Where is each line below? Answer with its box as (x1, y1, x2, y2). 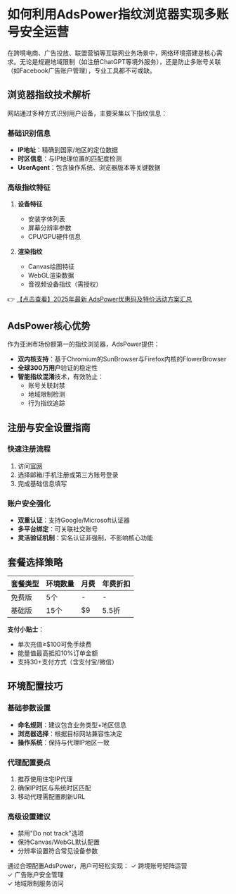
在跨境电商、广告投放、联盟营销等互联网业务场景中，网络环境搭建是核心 (7, 49, 216, 57)
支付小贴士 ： (7, 625, 44, 633)
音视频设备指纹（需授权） (27, 280, 103, 289)
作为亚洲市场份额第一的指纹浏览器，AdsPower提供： (7, 340, 160, 349)
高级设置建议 (7, 812, 51, 821)
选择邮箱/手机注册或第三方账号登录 (17, 470, 119, 479)
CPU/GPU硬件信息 (27, 232, 81, 241)
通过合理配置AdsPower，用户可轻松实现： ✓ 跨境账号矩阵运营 (7, 862, 188, 870)
